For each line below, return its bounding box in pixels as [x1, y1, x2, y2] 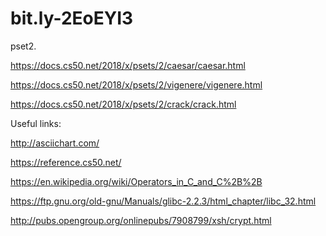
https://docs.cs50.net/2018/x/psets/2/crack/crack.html [10, 98, 237, 110]
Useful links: [10, 117, 62, 129]
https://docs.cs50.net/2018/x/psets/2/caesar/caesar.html [10, 59, 246, 71]
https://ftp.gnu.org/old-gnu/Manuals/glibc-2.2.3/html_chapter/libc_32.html [10, 195, 317, 207]
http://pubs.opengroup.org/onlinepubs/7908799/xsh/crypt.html [10, 214, 272, 226]
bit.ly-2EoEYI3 [10, 7, 134, 30]
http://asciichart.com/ [10, 137, 100, 149]
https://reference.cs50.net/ [10, 156, 122, 168]
